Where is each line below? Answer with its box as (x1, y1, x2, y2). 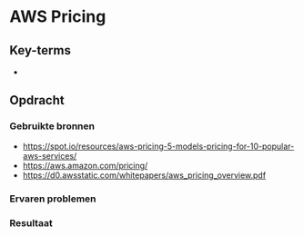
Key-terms (9, 43, 71, 58)
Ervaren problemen (9, 192, 97, 205)
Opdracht (9, 93, 66, 108)
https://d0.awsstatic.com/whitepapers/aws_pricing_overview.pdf (22, 170, 267, 181)
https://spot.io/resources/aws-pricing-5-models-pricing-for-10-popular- (22, 141, 295, 152)
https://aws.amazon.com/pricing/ (22, 160, 148, 171)
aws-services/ (22, 150, 77, 161)
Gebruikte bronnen (9, 120, 96, 133)
